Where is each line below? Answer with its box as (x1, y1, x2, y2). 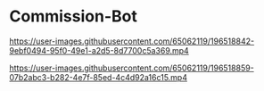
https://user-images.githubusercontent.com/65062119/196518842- (9, 36, 255, 46)
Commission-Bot (9, 6, 138, 27)
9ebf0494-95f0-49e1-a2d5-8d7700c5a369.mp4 (9, 45, 189, 55)
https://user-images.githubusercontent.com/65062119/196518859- (9, 62, 254, 73)
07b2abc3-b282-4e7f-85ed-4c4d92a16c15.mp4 (9, 71, 187, 82)
